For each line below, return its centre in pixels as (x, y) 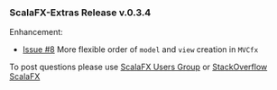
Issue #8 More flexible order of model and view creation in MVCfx (140, 49)
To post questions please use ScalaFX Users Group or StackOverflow (138, 67)
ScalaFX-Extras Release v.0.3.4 (80, 13)
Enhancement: (36, 32)
